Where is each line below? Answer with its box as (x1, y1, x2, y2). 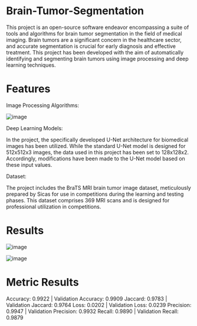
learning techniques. (6, 61, 56, 69)
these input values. (6, 161, 52, 168)
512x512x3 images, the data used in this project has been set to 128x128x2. (6, 149, 189, 156)
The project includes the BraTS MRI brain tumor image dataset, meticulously (6, 184, 192, 191)
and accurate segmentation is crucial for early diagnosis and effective (6, 43, 176, 50)
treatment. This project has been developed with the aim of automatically (6, 49, 184, 56)
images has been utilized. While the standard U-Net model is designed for (6, 142, 186, 149)
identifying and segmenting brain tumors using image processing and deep (6, 55, 189, 62)
